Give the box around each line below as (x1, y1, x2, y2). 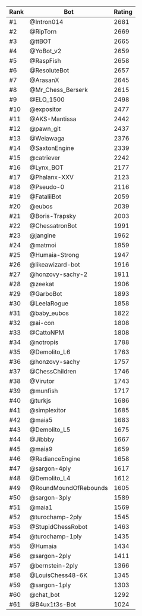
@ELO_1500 (29, 96, 65, 103)
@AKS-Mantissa (29, 115, 77, 123)
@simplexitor (29, 406, 67, 414)
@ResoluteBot (29, 66, 70, 74)
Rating (113, 8, 132, 16)
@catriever (29, 154, 61, 162)
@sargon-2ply (29, 552, 71, 560)
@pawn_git (29, 125, 61, 133)
